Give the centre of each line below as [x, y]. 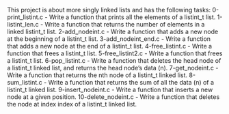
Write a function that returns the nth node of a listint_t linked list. [97, 75]
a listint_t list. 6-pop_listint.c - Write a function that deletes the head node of [114, 60]
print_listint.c [25, 17]
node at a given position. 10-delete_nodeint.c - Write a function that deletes [113, 97]
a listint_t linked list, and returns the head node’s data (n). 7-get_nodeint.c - [113, 68]
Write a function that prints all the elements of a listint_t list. [132, 17]
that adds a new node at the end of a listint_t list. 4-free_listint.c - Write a [110, 46]
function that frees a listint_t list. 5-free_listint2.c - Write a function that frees [115, 53]
